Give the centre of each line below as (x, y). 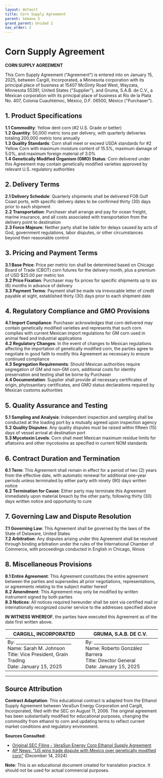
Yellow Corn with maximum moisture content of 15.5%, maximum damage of (81, 148)
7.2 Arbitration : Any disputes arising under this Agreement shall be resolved (81, 539)
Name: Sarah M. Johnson (36, 648)
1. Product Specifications (44, 116)
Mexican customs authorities (34, 390)
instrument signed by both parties (39, 597)
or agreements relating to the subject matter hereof (56, 586)
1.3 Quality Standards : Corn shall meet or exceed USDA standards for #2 (78, 143)
